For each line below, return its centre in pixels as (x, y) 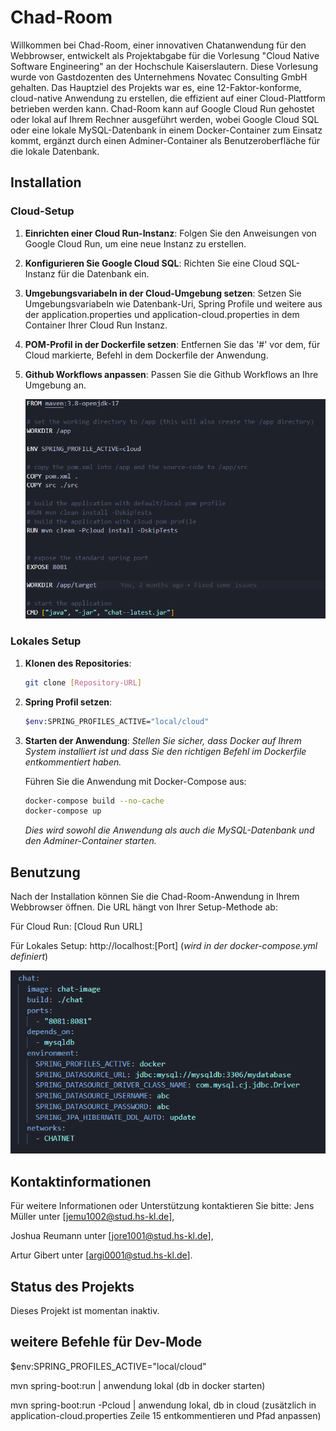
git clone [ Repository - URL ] (83, 682)
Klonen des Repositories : (78, 663)
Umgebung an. (55, 385)
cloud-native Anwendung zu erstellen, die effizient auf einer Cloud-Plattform (168, 98)
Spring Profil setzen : (68, 702)
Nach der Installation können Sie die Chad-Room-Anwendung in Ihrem (155, 897)
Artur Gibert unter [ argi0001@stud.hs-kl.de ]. (101, 1255)
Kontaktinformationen (81, 1181)
